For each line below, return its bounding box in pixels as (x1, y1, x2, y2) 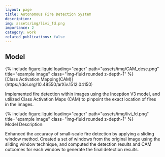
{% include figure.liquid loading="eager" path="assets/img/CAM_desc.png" (5, 66, 159, 72)
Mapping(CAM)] (40, 76, 73, 82)
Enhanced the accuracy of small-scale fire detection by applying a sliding (5, 131, 154, 136)
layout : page (5, 7, 32, 12)
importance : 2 (5, 26, 34, 30)
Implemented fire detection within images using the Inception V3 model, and (5, 91, 160, 97)
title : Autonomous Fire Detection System (5, 12, 92, 17)
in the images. (5, 101, 34, 107)
